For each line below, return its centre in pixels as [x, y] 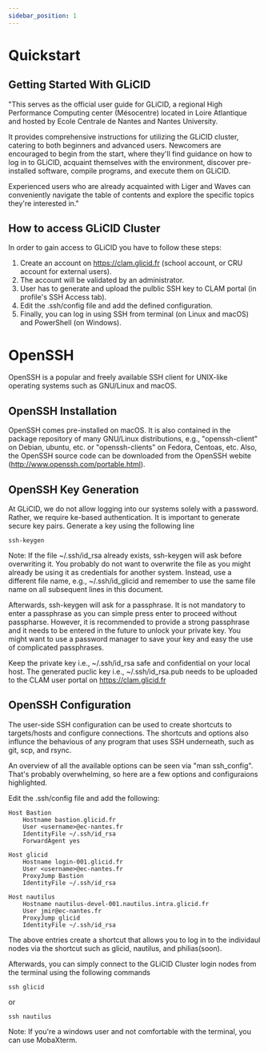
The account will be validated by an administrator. [102, 280]
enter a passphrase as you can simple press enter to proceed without [123, 613]
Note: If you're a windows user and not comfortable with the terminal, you [130, 1031]
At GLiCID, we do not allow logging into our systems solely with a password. [133, 509]
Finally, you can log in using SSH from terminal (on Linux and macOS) [134, 314]
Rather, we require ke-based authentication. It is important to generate [124, 517]
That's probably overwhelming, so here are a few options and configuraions [133, 774]
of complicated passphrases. [56, 647]
